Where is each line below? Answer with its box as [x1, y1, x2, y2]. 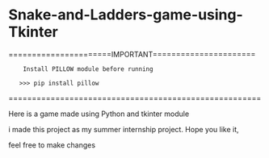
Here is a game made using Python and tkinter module [8, 109, 190, 118]
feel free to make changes [8, 139, 95, 150]
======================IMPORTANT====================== [8, 49, 256, 59]
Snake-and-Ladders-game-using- [8, 6, 244, 24]
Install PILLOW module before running [23, 64, 153, 73]
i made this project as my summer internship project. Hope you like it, [8, 124, 240, 134]
